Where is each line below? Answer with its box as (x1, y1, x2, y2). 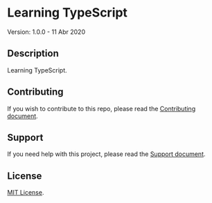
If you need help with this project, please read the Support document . (7, 150, 206, 158)
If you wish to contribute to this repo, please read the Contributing (7, 104, 196, 113)
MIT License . (7, 188, 44, 197)
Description (7, 48, 59, 59)
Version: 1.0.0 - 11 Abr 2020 (7, 28, 85, 36)
